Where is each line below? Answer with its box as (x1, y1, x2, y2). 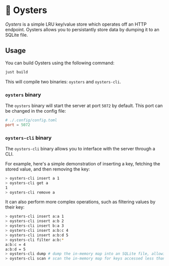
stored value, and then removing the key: (5, 166, 91, 172)
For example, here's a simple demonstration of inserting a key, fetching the (5, 160, 160, 166)
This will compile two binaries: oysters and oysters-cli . (5, 78, 121, 84)
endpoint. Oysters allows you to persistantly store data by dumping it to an (5, 26, 159, 32)
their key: (5, 204, 25, 210)
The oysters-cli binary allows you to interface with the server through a (5, 145, 155, 151)
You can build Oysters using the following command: (5, 60, 115, 66)
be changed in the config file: (5, 108, 66, 114)
